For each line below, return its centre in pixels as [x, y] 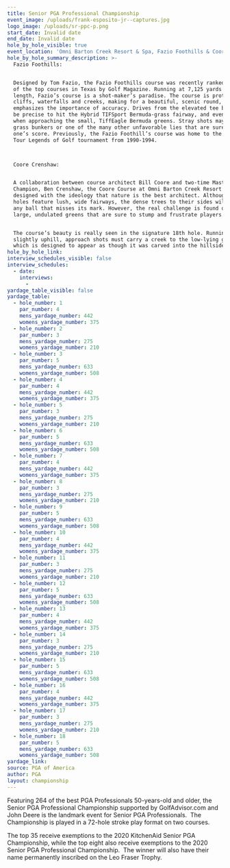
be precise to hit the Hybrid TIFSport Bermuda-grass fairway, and [112, 115]
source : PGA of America [41, 768]
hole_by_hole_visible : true [47, 45]
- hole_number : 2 [38, 328]
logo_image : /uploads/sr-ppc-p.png [58, 26]
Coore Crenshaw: [36, 164]
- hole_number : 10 [40, 532]
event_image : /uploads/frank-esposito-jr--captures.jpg [88, 20]
